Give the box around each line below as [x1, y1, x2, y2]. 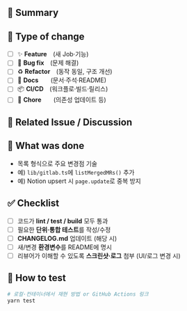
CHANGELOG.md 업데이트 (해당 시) [17, 234, 117, 242]
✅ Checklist [7, 198, 60, 209]
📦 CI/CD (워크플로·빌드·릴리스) [17, 85, 108, 93]
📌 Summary [7, 7, 59, 19]
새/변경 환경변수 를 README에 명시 [17, 243, 113, 251]
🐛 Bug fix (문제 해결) [17, 58, 79, 67]
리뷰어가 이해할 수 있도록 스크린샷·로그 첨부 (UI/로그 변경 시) [17, 251, 181, 260]
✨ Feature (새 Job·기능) [17, 50, 89, 58]
